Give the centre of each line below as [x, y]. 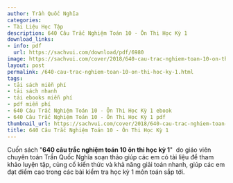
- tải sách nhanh [32, 91]
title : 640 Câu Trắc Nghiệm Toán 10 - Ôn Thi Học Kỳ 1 [88, 130]
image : [17, 59]
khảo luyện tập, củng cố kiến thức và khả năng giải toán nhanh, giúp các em [116, 165]
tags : [15, 78]
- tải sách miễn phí [37, 85]
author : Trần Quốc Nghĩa [43, 14]
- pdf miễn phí [29, 104]
